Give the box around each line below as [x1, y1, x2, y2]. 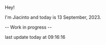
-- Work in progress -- [5, 24, 52, 30]
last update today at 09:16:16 [5, 34, 66, 40]
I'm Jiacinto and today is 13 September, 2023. [5, 14, 101, 20]
